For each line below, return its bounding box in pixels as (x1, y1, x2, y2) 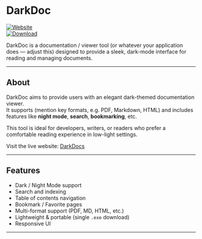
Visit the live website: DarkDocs (6, 142, 85, 149)
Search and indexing (14, 188, 66, 195)
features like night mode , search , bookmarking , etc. (6, 113, 137, 120)
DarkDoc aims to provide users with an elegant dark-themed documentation (6, 93, 195, 101)
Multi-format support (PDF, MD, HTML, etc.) (14, 207, 124, 214)
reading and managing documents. (6, 54, 93, 61)
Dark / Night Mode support (14, 181, 82, 188)
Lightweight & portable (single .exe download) (14, 213, 130, 220)
